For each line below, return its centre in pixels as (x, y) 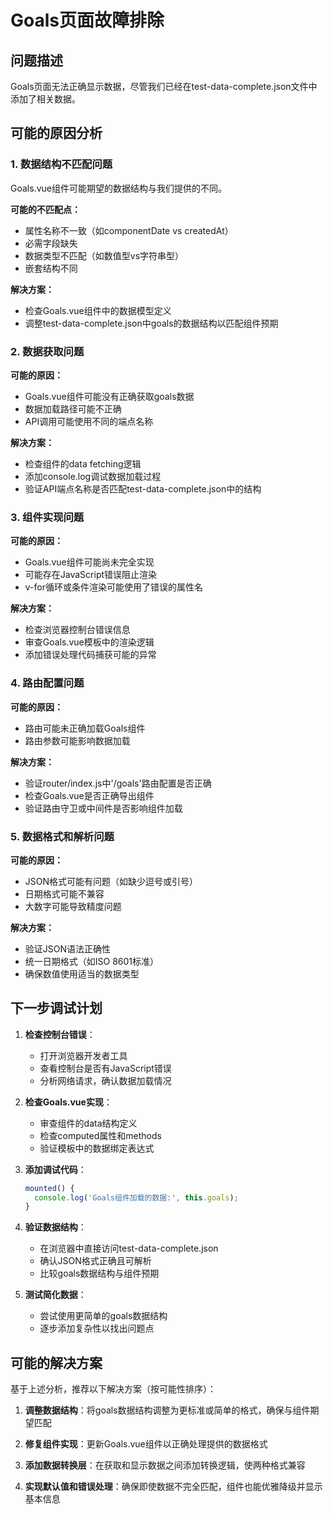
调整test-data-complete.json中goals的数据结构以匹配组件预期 (151, 323)
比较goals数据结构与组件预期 (99, 1273)
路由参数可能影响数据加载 (77, 740)
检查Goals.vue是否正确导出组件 (89, 795)
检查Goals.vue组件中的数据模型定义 (98, 310)
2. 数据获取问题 (47, 351)
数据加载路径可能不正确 (73, 408)
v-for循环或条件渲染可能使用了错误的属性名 (113, 587)
